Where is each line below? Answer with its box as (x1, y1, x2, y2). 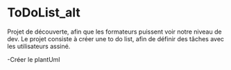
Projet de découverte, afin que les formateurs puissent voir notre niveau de (7, 27, 222, 36)
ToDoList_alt (7, 5, 81, 21)
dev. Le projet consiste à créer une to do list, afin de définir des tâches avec (7, 34, 224, 43)
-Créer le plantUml (7, 55, 60, 63)
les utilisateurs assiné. (7, 42, 71, 50)
